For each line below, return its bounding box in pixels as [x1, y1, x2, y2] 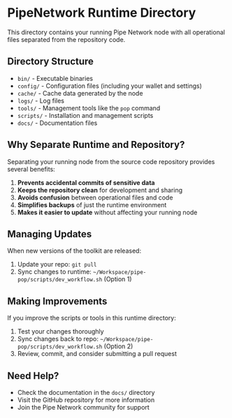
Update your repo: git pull [17, 260, 97, 269]
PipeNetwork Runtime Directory [7, 5, 196, 21]
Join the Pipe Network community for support [17, 403, 150, 411]
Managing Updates [7, 228, 92, 240]
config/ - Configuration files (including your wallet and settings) [17, 82, 203, 90]
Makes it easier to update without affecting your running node [17, 208, 198, 216]
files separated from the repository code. [7, 35, 126, 43]
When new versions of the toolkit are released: [7, 246, 142, 255]
